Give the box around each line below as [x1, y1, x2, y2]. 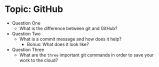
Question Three [11, 46, 44, 52]
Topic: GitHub [4, 3, 63, 15]
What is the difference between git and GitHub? [19, 25, 118, 31]
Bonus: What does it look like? [26, 41, 89, 47]
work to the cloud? [19, 57, 58, 63]
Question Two [11, 30, 41, 36]
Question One [11, 20, 41, 26]
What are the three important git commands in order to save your [19, 51, 154, 58]
